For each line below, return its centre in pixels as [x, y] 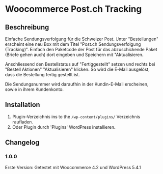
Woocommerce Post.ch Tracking [73, 9]
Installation [23, 105]
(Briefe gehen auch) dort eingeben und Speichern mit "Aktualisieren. [74, 55]
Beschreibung [27, 27]
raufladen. [23, 122]
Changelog [22, 143]
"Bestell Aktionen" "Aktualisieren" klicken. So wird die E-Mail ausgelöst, [77, 69]
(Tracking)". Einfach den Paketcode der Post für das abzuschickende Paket [81, 49]
